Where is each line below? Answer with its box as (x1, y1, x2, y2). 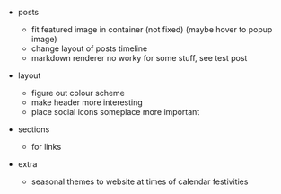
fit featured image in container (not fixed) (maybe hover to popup (31, 24, 273, 34)
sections (17, 124, 50, 135)
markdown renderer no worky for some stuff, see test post (31, 53, 248, 63)
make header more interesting (31, 97, 144, 108)
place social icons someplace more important (31, 107, 200, 117)
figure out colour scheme (31, 88, 126, 98)
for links (31, 142, 62, 152)
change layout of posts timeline (31, 43, 148, 54)
